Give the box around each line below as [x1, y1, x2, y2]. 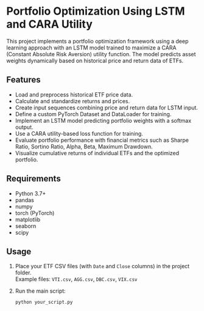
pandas [15, 196, 35, 203]
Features [6, 75, 41, 85]
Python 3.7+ [15, 189, 46, 197]
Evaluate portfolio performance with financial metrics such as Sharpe [15, 136, 189, 144]
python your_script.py [15, 299, 73, 306]
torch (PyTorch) [15, 209, 55, 216]
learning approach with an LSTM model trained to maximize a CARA [6, 44, 177, 51]
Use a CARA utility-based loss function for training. [15, 130, 143, 137]
